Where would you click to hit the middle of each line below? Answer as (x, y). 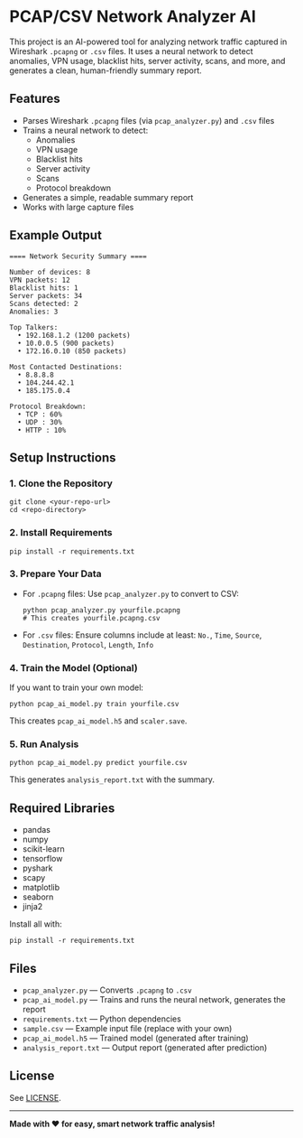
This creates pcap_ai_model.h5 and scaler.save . (98, 721)
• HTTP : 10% (42, 430)
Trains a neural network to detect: (85, 130)
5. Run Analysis (44, 744)
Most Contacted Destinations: (66, 367)
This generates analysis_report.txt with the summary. (112, 779)
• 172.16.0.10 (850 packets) (72, 351)
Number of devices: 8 (50, 272)
